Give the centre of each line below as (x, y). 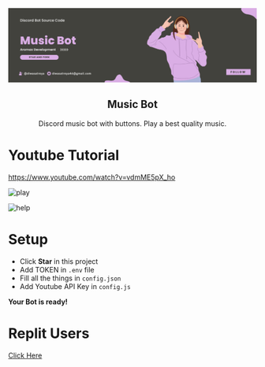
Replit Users (49, 333)
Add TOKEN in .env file (57, 269)
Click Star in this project (59, 261)
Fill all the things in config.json (70, 278)
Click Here (25, 355)
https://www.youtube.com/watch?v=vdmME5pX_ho (92, 177)
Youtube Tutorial (64, 156)
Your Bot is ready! (38, 302)
